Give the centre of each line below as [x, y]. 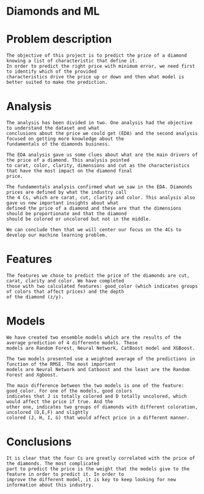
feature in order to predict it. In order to [65, 474]
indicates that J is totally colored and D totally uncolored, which [97, 396]
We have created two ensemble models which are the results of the [94, 337]
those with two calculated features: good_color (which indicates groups [102, 286]
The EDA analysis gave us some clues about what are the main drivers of [102, 155]
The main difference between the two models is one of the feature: [95, 385]
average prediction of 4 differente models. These [72, 343]
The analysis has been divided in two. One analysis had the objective [99, 123]
